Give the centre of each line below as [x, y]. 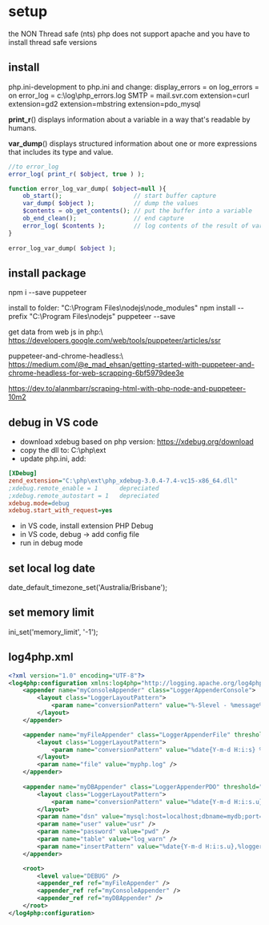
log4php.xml [41, 657]
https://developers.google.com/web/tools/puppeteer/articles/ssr [115, 341]
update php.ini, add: [53, 458]
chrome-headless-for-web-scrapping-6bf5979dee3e [96, 373]
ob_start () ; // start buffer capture [120, 196]
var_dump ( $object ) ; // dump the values [110, 204]
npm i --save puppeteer [48, 293]
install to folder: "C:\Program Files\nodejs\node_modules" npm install [122, 308]
